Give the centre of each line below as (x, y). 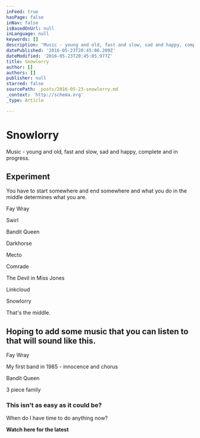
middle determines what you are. (46, 197)
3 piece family (24, 390)
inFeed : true (22, 12)
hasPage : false (25, 17)
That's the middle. (28, 313)
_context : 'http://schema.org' (45, 95)
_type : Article (25, 100)
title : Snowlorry (28, 61)
